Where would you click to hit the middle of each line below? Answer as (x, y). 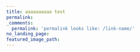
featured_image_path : (33, 39)
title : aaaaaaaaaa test (36, 12)
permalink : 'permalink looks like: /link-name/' (73, 28)
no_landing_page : (28, 34)
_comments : (20, 23)
